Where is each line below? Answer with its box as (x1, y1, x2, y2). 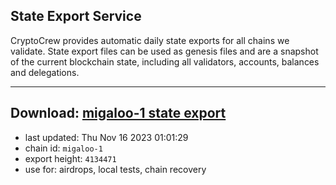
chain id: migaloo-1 (24, 142, 103, 154)
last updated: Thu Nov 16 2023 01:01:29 (24, 131, 189, 143)
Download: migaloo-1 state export (10, 105, 227, 122)
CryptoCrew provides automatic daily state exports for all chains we (10, 34, 290, 46)
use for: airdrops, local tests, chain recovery (24, 163, 207, 175)
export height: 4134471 (24, 152, 117, 164)
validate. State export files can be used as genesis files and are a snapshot (10, 45, 319, 57)
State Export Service (10, 8, 142, 25)
